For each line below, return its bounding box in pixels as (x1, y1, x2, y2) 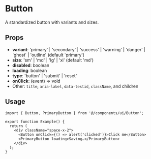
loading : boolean (12, 67, 47, 73)
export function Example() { (5, 119, 65, 124)
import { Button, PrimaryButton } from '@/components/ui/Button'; (5, 110, 144, 116)
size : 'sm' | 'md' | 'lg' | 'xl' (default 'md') (12, 57, 94, 63)
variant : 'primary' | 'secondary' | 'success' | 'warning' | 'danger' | (12, 46, 146, 52)
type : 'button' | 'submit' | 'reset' (12, 72, 77, 79)
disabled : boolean (12, 62, 50, 68)
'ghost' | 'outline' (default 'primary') (12, 52, 85, 58)
